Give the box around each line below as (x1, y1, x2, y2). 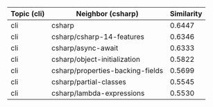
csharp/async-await (51, 43, 119, 53)
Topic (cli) (10, 9, 45, 18)
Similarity (169, 9, 203, 18)
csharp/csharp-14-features (51, 32, 144, 41)
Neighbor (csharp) (76, 9, 139, 18)
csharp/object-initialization (51, 55, 141, 64)
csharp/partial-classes (51, 77, 127, 86)
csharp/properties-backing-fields (51, 66, 164, 75)
